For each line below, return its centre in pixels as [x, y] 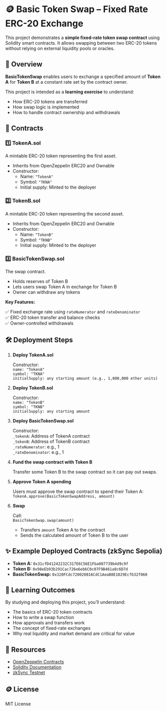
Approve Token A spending [42, 481]
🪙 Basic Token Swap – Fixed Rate [77, 9]
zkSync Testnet [29, 672]
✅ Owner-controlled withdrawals [39, 323]
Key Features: [20, 302]
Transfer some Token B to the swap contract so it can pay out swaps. [85, 472]
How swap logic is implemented [46, 107]
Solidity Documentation [37, 667]
